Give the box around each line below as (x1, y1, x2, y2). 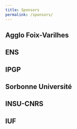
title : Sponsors (5, 7, 40, 13)
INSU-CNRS (5, 100, 44, 108)
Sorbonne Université (5, 82, 72, 91)
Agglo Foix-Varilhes (5, 31, 69, 39)
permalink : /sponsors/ (5, 12, 53, 17)
